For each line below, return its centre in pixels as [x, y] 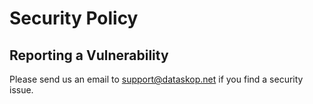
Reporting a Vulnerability [89, 55]
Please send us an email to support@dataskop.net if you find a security [156, 79]
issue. [21, 90]
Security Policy [74, 18]
